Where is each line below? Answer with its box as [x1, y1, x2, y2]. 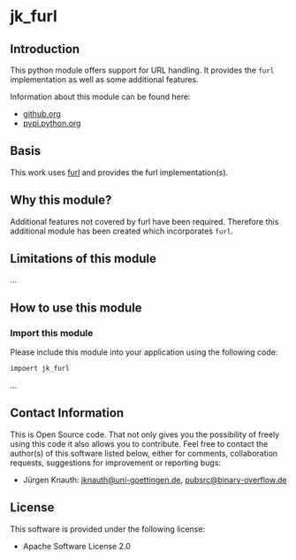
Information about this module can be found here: [10, 91, 191, 102]
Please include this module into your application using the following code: [10, 347, 278, 357]
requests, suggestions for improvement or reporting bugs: [10, 457, 222, 468]
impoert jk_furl [10, 364, 70, 373]
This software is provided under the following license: [10, 524, 206, 534]
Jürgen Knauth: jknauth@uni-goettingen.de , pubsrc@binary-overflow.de [22, 474, 287, 485]
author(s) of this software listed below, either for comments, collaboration [10, 448, 278, 458]
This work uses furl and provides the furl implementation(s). [10, 166, 229, 178]
